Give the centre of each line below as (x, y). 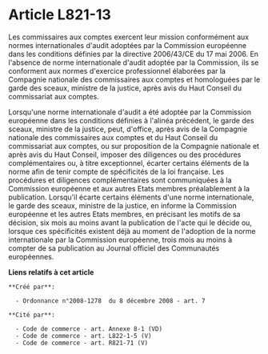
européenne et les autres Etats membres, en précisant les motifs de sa (124, 214)
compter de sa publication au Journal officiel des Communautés (114, 248)
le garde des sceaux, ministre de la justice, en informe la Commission (123, 205)
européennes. (31, 256)
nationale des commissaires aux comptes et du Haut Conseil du (113, 137)
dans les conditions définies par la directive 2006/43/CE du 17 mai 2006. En (133, 54)
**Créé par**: (32, 287)
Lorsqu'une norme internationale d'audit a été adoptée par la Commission (130, 112)
